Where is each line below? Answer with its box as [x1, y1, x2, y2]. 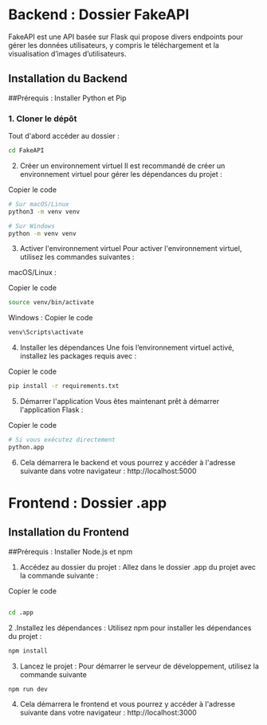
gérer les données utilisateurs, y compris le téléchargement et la [8, 40, 219, 49]
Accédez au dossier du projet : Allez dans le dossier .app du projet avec [19, 562, 257, 571]
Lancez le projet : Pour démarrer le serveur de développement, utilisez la [19, 661, 259, 671]
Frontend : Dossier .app [8, 494, 167, 511]
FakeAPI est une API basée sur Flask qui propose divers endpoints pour [8, 32, 243, 41]
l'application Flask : [19, 405, 84, 415]
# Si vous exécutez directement [8, 436, 116, 444]
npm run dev [8, 685, 48, 693]
